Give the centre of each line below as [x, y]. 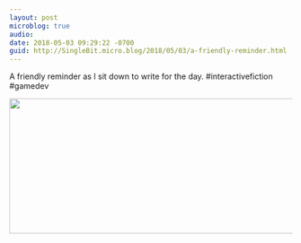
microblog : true [40, 26]
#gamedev [29, 86]
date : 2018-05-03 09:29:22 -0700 [72, 43]
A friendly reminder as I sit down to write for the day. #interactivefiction [142, 76]
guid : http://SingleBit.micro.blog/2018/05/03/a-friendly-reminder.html [148, 51]
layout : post [34, 17]
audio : [22, 34]
